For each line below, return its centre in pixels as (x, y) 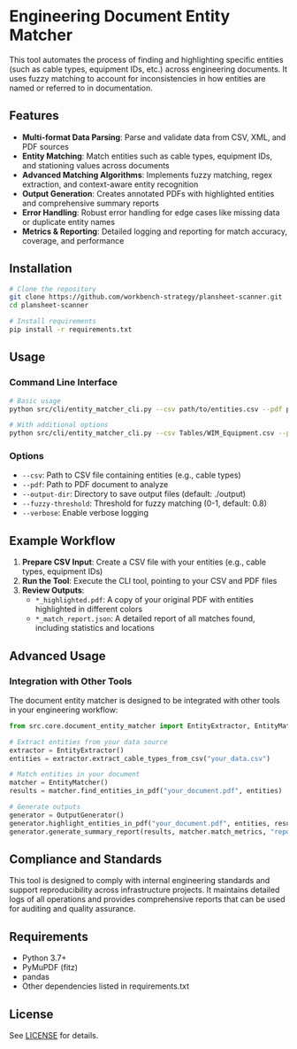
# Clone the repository (53, 289)
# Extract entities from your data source (88, 742)
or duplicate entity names (69, 221)
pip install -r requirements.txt (71, 330)
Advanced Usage (57, 656)
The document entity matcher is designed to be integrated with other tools (145, 700)
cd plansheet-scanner (49, 306)
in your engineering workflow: (64, 710)
